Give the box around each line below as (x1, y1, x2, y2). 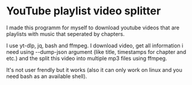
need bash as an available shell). (6, 72, 87, 80)
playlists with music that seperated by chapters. (6, 30, 125, 37)
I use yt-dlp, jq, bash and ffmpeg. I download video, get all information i (6, 42, 184, 49)
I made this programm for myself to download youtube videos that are (6, 24, 179, 31)
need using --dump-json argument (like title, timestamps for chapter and (6, 48, 187, 55)
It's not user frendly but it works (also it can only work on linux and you (6, 66, 182, 73)
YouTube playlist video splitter (6, 4, 161, 18)
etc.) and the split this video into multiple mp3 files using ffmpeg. (6, 54, 167, 62)
